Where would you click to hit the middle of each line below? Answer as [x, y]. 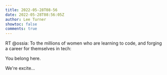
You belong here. [23, 58]
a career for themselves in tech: [38, 49]
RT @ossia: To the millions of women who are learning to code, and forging [83, 43]
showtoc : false [21, 24]
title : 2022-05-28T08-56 [31, 10]
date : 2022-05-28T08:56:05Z [35, 15]
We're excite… [20, 68]
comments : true [21, 29]
